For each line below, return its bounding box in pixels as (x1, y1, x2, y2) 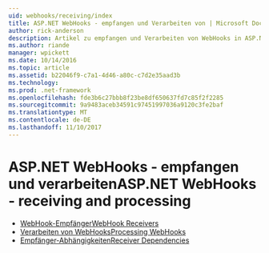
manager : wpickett (8, 49, 70, 57)
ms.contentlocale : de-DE (8, 116, 91, 124)
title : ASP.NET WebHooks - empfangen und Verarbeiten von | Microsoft (8, 19, 249, 27)
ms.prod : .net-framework (8, 86, 91, 94)
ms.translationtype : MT (8, 109, 88, 117)
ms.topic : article (8, 64, 70, 72)
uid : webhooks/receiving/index (8, 11, 113, 20)
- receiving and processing (8, 191, 191, 210)
